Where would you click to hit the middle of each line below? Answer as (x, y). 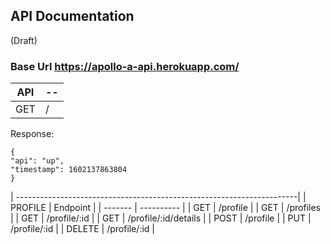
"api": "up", (37, 161)
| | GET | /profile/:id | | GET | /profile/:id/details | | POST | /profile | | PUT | (161, 218)
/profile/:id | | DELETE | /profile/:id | (82, 229)
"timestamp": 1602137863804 (69, 170)
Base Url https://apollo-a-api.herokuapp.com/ (125, 66)
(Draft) (24, 40)
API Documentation (72, 16)
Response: (32, 134)
